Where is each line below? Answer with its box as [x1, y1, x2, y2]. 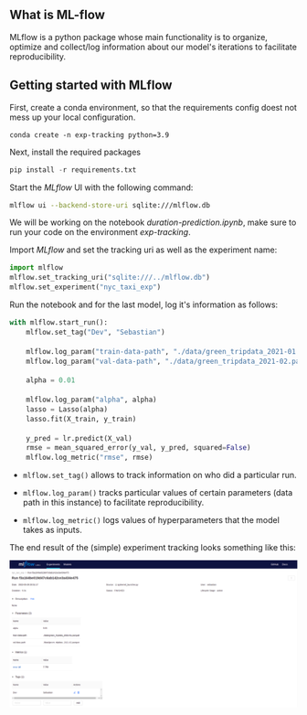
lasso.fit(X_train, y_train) [26, 414, 137, 423]
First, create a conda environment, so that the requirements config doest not [9, 101, 297, 112]
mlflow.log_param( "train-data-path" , [26, 347, 170, 356]
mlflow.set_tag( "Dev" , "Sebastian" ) [26, 327, 166, 336]
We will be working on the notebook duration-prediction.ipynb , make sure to [9, 217, 297, 228]
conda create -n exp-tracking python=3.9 [9, 130, 170, 140]
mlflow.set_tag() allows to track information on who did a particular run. [22, 470, 297, 481]
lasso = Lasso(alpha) [26, 404, 108, 414]
